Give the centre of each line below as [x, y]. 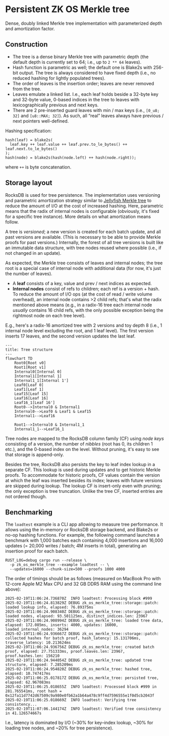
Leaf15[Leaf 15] [32, 394]
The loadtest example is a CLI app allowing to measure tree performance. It [84, 524]
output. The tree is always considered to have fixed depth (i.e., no [88, 73]
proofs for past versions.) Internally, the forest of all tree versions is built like [84, 242]
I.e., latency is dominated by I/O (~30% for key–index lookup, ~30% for [79, 723]
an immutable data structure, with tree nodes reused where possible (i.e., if [83, 248]
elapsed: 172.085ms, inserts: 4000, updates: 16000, [62, 625]
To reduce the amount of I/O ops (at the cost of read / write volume [82, 294]
